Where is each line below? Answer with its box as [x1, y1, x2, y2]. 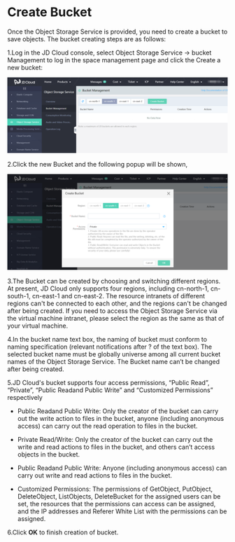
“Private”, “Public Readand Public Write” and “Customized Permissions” [7, 386, 213, 394]
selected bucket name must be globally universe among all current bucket [7, 349, 221, 358]
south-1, [7, 291, 31, 300]
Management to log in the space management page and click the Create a [7, 55, 221, 64]
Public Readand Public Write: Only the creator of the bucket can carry [17, 407, 219, 415]
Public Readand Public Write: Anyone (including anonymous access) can [17, 464, 227, 472]
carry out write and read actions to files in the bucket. [17, 471, 173, 480]
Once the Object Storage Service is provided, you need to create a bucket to [7, 27, 228, 36]
